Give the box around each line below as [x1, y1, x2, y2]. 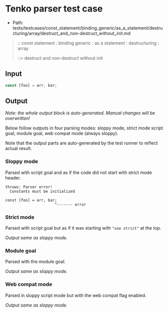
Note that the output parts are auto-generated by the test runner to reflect [5, 140, 158, 146]
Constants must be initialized [10, 189, 75, 194]
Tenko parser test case [5, 3, 103, 15]
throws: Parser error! [5, 184, 53, 190]
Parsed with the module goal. [5, 259, 66, 265]
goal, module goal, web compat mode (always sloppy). [5, 130, 119, 136]
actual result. [5, 145, 32, 151]
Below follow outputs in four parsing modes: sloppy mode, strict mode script [5, 125, 163, 131]
